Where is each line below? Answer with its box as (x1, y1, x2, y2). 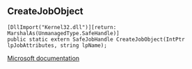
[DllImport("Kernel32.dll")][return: (7, 23, 117, 30)
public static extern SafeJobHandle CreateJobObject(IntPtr (7, 36, 186, 43)
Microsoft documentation (7, 54, 80, 62)
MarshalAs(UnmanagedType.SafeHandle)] (7, 30, 120, 37)
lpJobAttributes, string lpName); (7, 41, 108, 49)
